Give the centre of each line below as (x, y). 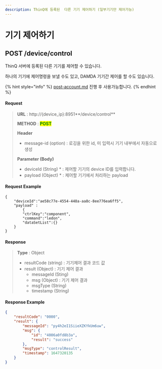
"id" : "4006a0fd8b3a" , (54, 335)
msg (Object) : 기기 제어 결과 (60, 280)
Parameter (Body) (35, 159)
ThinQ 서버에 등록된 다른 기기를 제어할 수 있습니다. (53, 66)
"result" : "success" (52, 340)
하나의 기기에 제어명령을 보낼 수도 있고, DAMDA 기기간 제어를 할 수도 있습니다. (80, 76)
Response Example (25, 302)
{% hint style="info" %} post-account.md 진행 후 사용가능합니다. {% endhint (81, 86)
